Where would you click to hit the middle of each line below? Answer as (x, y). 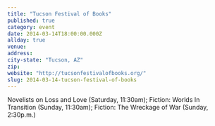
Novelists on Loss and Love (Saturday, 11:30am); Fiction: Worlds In (104, 100)
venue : (17, 47)
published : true (31, 21)
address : (20, 54)
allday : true (26, 40)
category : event (31, 27)
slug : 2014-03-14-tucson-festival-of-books (72, 80)
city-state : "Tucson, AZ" (45, 60)
